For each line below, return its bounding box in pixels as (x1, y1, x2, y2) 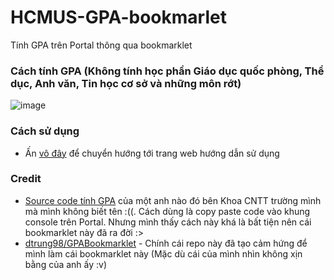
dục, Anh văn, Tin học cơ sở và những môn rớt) (10, 76, 242, 90)
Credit (10, 172, 42, 186)
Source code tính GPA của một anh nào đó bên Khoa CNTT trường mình (24, 194, 322, 206)
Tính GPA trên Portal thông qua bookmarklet (10, 39, 193, 51)
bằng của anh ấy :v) (24, 258, 108, 270)
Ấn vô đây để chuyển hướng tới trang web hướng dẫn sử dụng (24, 147, 280, 159)
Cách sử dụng (10, 124, 80, 138)
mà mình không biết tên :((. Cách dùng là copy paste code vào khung (24, 205, 311, 217)
